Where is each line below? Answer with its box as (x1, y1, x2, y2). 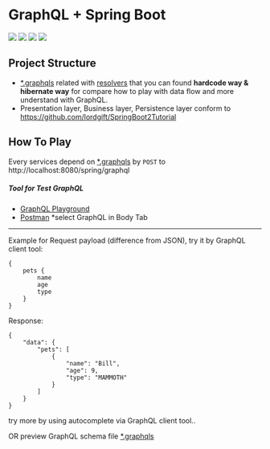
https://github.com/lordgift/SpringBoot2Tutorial (19, 112, 177, 121)
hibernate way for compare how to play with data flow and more (19, 86, 235, 96)
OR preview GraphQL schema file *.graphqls (8, 431, 154, 441)
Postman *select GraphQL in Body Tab (19, 212, 149, 222)
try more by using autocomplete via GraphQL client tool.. (8, 415, 196, 425)
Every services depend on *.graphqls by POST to (8, 157, 166, 166)
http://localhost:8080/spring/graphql (8, 165, 130, 174)
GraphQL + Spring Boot (8, 6, 166, 24)
